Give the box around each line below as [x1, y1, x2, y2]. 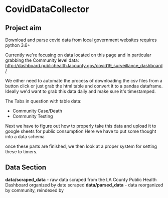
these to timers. [5, 149, 38, 154]
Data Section [5, 163, 47, 172]
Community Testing [12, 113, 53, 119]
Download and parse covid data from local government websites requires [5, 37, 157, 43]
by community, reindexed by [5, 187, 64, 193]
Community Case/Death [12, 108, 63, 114]
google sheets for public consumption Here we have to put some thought [5, 128, 156, 134]
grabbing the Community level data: [5, 57, 79, 63]
